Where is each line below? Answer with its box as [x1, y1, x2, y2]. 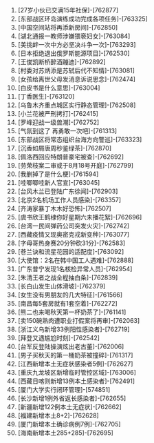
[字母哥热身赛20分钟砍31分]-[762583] [17, 239, 126, 247]
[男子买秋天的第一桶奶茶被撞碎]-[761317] [17, 351, 133, 359]
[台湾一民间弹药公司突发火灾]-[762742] [17, 221, 130, 230]
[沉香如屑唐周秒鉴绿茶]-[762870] [17, 144, 112, 152]
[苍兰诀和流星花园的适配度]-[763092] [17, 248, 124, 255]
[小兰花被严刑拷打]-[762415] [17, 110, 99, 117]
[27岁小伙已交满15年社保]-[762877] [17, 6, 119, 14]
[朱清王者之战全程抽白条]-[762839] [17, 273, 118, 282]
